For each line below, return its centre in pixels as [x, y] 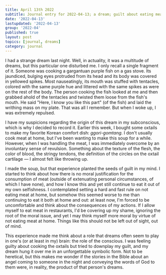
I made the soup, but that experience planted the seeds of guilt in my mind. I [83, 169]
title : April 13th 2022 [30, 10]
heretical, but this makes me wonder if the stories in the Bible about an [77, 256]
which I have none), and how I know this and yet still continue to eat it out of [83, 184]
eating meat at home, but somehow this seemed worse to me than [72, 195]
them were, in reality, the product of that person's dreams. [64, 267]
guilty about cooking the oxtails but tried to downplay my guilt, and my [77, 246]
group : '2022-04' [23, 28]
